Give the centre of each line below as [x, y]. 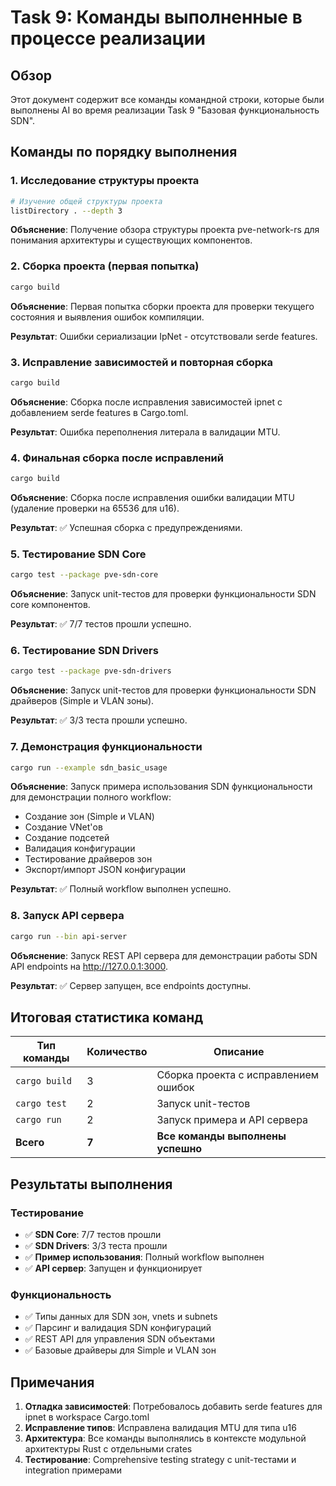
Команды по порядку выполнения [124, 152]
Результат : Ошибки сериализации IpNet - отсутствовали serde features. [164, 336]
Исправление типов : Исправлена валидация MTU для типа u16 [160, 1428]
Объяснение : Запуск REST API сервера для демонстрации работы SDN [164, 955]
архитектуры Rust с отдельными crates [108, 1449]
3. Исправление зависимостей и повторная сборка [142, 362]
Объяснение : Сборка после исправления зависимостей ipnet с [146, 402]
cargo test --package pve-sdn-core [84, 575]
